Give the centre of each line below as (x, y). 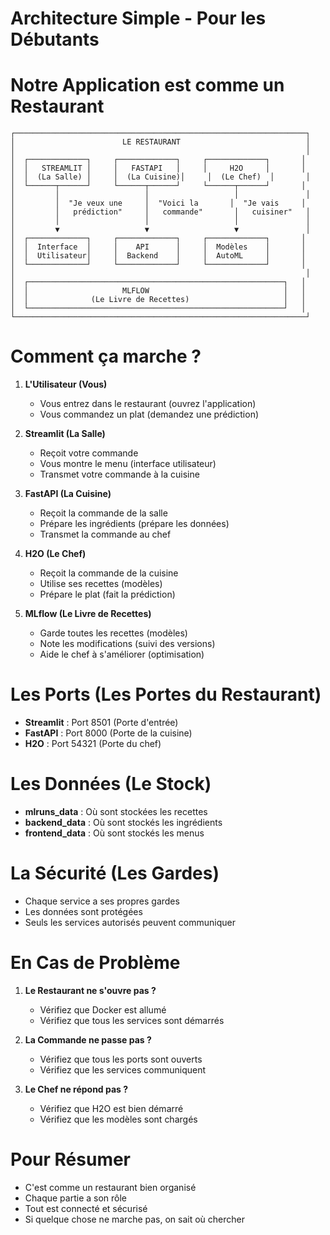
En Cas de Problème (95, 963)
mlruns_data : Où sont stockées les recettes (116, 811)
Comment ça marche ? (106, 356)
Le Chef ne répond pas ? (76, 1089)
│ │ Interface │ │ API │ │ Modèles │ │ (158, 247)
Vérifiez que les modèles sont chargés (118, 1119)
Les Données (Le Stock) (111, 784)
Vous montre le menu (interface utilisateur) (128, 464)
